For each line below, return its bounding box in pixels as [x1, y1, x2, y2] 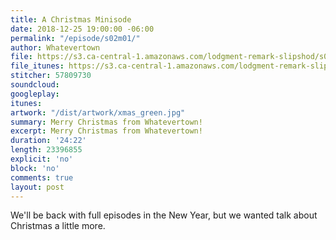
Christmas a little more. [10, 220, 106, 232]
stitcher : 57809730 [10, 71, 92, 81]
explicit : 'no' [10, 154, 74, 164]
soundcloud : [10, 80, 60, 90]
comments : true [10, 172, 74, 183]
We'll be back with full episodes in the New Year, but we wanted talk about [10, 209, 318, 221]
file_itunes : [10, 61, 65, 71]
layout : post [10, 182, 65, 192]
